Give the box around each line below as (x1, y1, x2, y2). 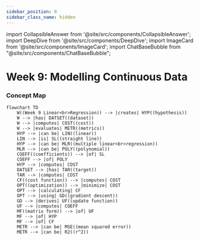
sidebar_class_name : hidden (6, 14, 76, 20)
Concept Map (6, 91, 46, 100)
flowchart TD (6, 104, 39, 110)
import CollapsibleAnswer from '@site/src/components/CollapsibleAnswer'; (6, 30, 191, 37)
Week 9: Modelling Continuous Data (6, 70, 188, 84)
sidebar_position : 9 (6, 8, 58, 15)
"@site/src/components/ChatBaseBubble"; (6, 49, 111, 56)
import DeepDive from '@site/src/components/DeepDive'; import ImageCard (6, 37, 194, 44)
